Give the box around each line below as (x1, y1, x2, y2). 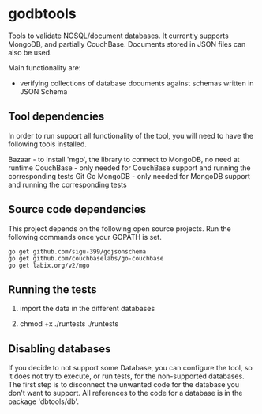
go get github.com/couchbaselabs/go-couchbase (8, 254, 164, 262)
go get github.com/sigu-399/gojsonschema (8, 247, 147, 256)
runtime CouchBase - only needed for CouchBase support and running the (8, 163, 251, 173)
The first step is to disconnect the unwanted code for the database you (8, 380, 240, 389)
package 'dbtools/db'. (8, 397, 80, 406)
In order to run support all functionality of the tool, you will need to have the (8, 131, 254, 140)
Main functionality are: (8, 63, 81, 72)
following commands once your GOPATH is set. (8, 232, 162, 241)
